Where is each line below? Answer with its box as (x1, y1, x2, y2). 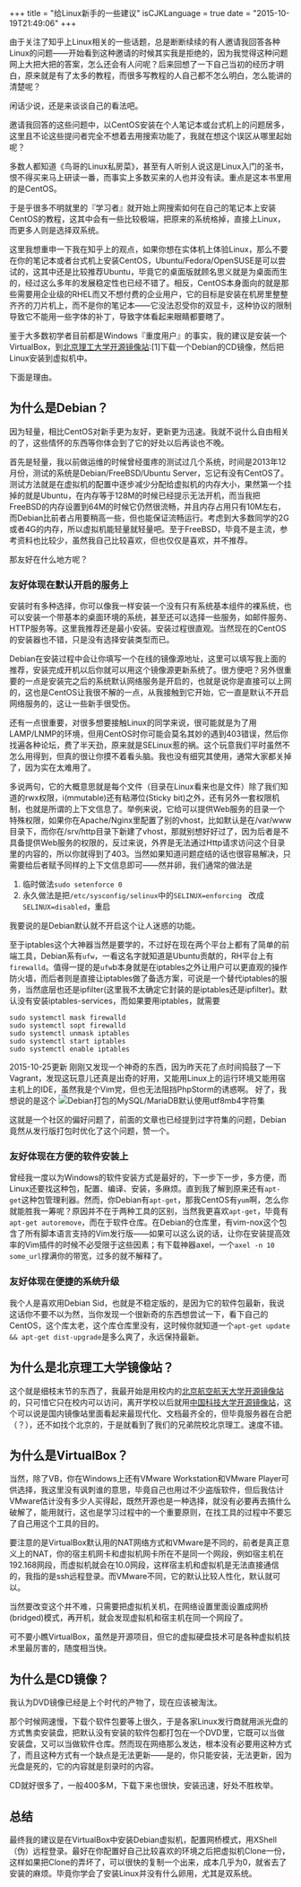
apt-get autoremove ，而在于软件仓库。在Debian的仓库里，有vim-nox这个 (9, 1217, 279, 1227)
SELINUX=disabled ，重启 (21, 901, 111, 913)
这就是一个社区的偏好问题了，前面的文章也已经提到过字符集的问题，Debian (9, 1114, 287, 1125)
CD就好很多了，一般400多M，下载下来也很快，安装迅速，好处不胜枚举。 (9, 1780, 279, 1791)
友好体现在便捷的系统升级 (9, 1275, 120, 1288)
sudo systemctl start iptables (9, 1037, 126, 1046)
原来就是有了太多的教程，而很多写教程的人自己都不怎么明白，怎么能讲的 (24, 70, 292, 81)
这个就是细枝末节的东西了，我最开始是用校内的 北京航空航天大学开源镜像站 (9, 1385, 284, 1396)
